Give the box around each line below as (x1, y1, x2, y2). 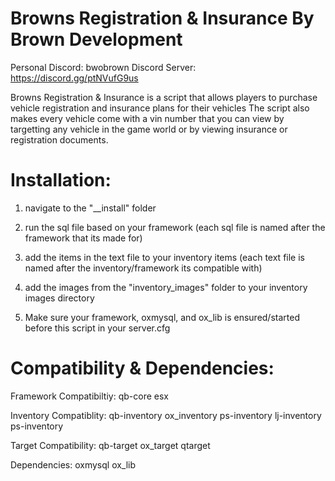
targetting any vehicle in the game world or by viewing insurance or (10, 123, 288, 135)
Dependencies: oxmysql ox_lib (10, 458, 137, 471)
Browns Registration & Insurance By (10, 7, 315, 30)
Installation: (10, 169, 112, 192)
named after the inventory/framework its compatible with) (24, 262, 263, 274)
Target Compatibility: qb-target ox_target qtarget (10, 439, 211, 451)
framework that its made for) (24, 232, 143, 244)
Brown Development (10, 28, 183, 51)
